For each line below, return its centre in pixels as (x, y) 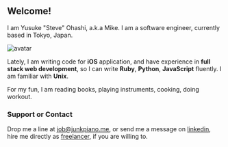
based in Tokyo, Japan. (40, 35)
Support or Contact (40, 114)
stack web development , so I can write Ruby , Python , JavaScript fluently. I (114, 68)
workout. (20, 96)
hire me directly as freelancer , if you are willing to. (78, 137)
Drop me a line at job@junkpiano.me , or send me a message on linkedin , (109, 129)
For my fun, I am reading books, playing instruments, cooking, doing (103, 89)
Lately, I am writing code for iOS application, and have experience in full (109, 62)
